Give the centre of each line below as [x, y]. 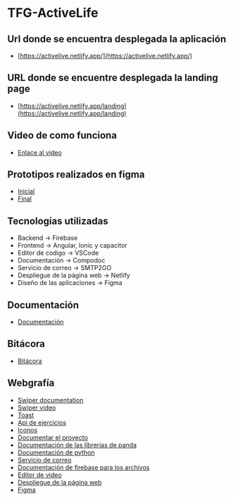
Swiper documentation [50, 400]
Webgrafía [31, 383]
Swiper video [37, 407]
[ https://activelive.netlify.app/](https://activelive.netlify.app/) [105, 56]
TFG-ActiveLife [53, 13]
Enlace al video [39, 152]
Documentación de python [56, 452]
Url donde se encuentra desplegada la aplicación [117, 39]
